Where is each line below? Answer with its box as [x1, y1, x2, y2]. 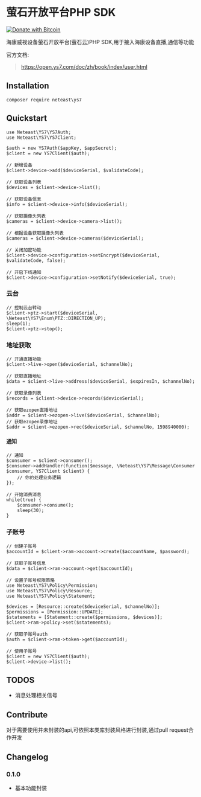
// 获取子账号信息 [6, 560, 46, 566]
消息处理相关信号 [14, 692, 58, 699]
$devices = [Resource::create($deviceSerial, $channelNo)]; [6, 603, 161, 610]
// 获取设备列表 [6, 179, 42, 185]
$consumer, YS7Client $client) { [6, 469, 90, 475]
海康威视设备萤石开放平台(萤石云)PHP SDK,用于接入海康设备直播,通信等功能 [6, 38, 194, 45]
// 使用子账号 [6, 648, 37, 654]
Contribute [6, 709, 48, 720]
